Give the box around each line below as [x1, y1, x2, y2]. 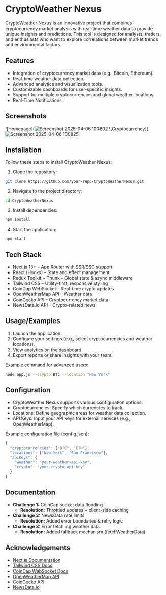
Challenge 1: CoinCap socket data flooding [12, 502, 103, 508]
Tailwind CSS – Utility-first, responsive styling [12, 280, 108, 286]
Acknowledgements [5, 543, 71, 552]
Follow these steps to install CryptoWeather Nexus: [5, 159, 112, 165]
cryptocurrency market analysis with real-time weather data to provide [5, 25, 153, 31]
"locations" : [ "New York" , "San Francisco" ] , [10, 450, 108, 455]
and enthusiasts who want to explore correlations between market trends [5, 36, 158, 42]
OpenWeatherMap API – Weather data [12, 291, 92, 297]
